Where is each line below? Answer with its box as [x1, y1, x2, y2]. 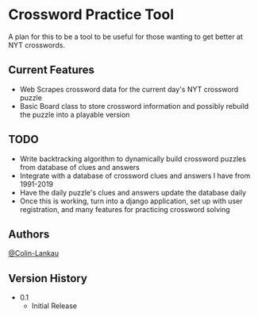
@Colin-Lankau [8, 249, 60, 258]
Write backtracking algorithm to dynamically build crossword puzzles [19, 153, 246, 164]
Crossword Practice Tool [8, 6, 175, 24]
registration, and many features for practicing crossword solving [19, 204, 230, 214]
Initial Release [31, 301, 78, 311]
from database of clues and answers [19, 162, 141, 172]
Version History [8, 272, 87, 285]
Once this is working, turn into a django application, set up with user [19, 196, 243, 206]
